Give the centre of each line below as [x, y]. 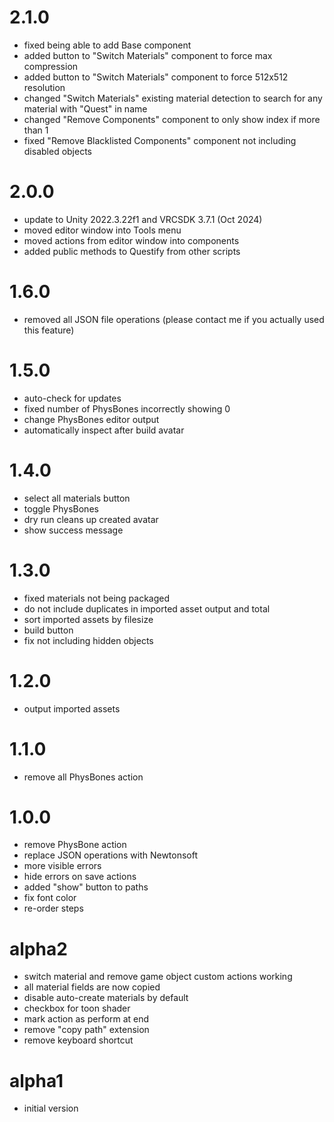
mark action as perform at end [86, 1019]
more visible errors [62, 866]
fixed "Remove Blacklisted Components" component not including [160, 140]
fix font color [50, 898]
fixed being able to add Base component [107, 45]
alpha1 [36, 1080]
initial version [51, 1108]
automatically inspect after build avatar [104, 430]
